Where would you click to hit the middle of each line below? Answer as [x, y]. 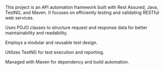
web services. [19, 18]
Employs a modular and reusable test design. [52, 42]
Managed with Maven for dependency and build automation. [67, 62]
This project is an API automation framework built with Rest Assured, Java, [82, 7]
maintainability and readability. [37, 33]
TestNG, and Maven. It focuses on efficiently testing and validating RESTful [82, 12]
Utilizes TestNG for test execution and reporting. [55, 52]
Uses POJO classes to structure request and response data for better [76, 27]
